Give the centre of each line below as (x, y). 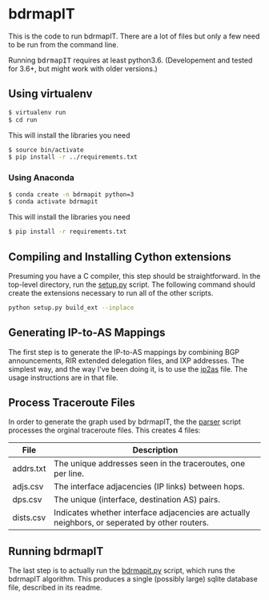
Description (155, 450)
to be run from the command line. (63, 44)
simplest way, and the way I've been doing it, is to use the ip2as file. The (128, 368)
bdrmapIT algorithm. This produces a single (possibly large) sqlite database (133, 579)
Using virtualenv (50, 94)
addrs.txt (29, 469)
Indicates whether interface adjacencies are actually (152, 513)
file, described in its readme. (55, 588)
